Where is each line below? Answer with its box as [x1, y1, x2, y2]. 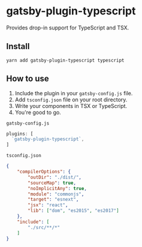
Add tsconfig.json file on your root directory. [14, 96, 128, 103]
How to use [6, 74, 49, 84]
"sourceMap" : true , [28, 180, 77, 186]
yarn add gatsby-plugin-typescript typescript [6, 57, 125, 64]
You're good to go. [14, 109, 61, 116]
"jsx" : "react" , [28, 202, 68, 208]
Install [6, 41, 30, 52]
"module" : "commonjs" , [28, 191, 84, 197]
